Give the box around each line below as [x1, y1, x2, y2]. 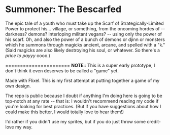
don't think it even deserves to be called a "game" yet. [5, 67, 119, 74]
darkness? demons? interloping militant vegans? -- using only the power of [5, 31, 162, 37]
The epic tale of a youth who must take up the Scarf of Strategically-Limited [5, 20, 164, 26]
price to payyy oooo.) [5, 52, 51, 59]
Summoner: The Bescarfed [5, 4, 122, 15]
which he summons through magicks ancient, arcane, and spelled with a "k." [5, 41, 165, 48]
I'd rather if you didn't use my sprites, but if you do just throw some [5, 118, 146, 124]
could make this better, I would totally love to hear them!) [5, 109, 124, 115]
